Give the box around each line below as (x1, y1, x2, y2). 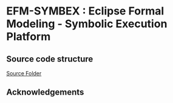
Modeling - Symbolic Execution (6, 17, 168, 31)
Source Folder (6, 70, 42, 76)
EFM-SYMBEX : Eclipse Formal (6, 4, 165, 18)
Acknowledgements (6, 87, 84, 98)
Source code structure (6, 54, 93, 64)
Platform (6, 30, 51, 43)
